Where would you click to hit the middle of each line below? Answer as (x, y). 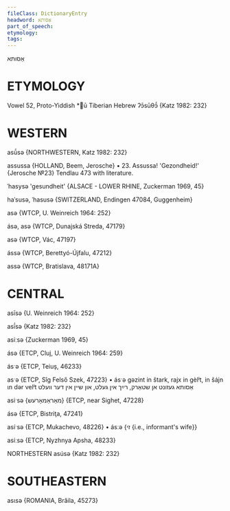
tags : (15, 39)
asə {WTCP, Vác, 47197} (42, 239)
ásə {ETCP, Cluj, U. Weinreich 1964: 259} (65, 353)
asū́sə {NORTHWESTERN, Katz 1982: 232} (67, 152)
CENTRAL (36, 294)
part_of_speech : (30, 26)
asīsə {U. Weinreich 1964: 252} (51, 313)
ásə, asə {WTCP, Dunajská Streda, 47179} (66, 226)
